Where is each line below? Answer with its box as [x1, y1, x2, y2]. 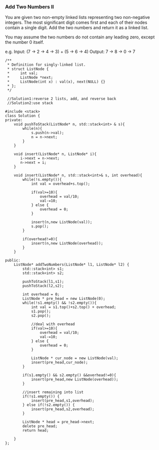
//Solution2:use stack [7, 101, 53, 105]
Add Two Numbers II [5, 3, 54, 10]
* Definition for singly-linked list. [7, 62, 86, 68]
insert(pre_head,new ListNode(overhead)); [31, 377, 119, 382]
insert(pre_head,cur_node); [31, 360, 88, 365]
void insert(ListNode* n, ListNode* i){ [14, 152, 97, 156]
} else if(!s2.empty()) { [22, 402, 75, 408]
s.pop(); [31, 224, 49, 229]
